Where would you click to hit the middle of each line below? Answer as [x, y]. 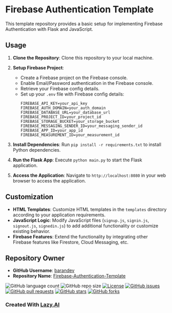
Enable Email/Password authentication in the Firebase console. [87, 83]
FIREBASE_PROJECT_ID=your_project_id [61, 117]
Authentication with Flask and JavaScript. [49, 29]
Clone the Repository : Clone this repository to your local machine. [83, 58]
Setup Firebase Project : [38, 67]
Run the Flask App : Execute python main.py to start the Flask [77, 160]
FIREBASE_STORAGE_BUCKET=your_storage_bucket [70, 121]
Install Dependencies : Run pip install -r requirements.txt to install [87, 144]
